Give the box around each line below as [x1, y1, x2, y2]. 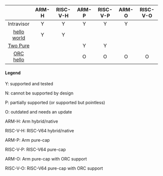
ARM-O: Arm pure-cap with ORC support [5, 156, 87, 161]
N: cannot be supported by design [5, 90, 74, 96]
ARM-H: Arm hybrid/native [5, 118, 58, 124]
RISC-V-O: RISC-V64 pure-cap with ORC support [5, 165, 103, 171]
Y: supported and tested [5, 80, 53, 86]
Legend [5, 70, 21, 76]
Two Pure [8, 42, 30, 49]
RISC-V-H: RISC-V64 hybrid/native [5, 128, 74, 133]
